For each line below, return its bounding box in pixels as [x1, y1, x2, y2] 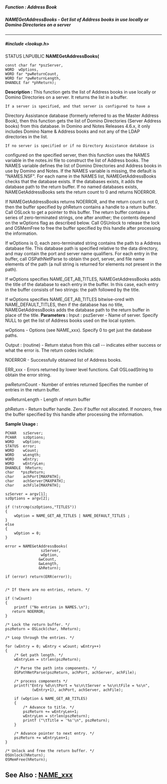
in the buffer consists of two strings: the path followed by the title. [5, 287, 140, 293]
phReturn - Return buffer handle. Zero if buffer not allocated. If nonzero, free [5, 406, 162, 412]
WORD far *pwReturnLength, [5, 76, 61, 81]
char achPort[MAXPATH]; [5, 474, 61, 480]
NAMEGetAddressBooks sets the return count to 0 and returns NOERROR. [5, 189, 157, 195]
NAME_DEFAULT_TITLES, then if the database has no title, [5, 301, 124, 308]
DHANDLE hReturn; [5, 466, 43, 471]
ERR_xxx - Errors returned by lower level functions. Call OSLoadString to [5, 367, 154, 373]
